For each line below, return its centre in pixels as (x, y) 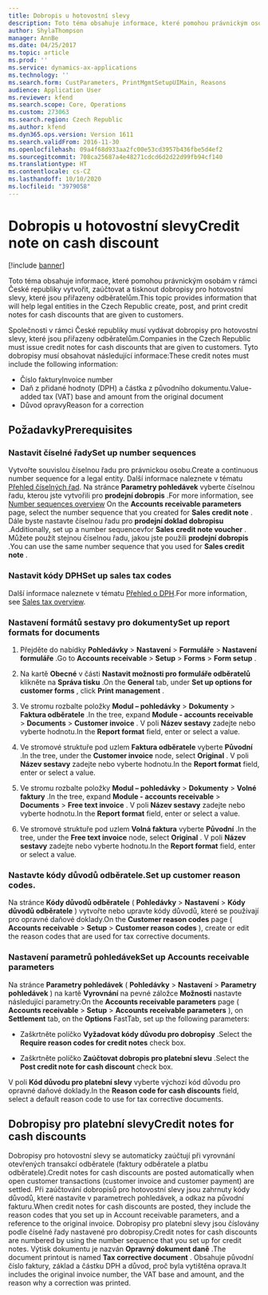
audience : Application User (55, 90)
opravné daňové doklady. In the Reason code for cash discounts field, (124, 1090)
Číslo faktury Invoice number (66, 379)
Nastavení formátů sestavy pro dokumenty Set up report (119, 622)
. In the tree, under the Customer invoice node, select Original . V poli (134, 755)
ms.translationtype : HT (48, 165)
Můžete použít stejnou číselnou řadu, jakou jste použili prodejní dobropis (128, 538)
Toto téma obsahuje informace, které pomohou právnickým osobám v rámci (133, 280)
